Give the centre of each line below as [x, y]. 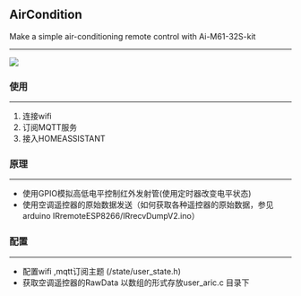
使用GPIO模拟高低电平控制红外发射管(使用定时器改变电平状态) [137, 194]
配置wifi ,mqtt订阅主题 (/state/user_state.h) [102, 271]
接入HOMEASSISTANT [64, 139]
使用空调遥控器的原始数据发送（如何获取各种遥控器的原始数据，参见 [148, 205]
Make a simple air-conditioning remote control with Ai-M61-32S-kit [133, 36]
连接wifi [37, 117]
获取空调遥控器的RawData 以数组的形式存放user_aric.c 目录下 [136, 283]
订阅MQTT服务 [50, 127]
